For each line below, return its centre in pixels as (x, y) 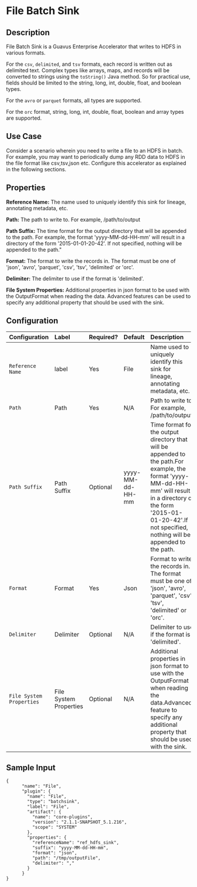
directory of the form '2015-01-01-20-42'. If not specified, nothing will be (94, 243)
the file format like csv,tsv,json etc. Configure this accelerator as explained (96, 163)
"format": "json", (55, 853)
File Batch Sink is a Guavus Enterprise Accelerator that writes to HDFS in (94, 46)
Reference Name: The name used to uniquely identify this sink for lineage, (96, 202)
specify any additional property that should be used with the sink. (85, 302)
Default (134, 337)
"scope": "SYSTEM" (55, 827)
